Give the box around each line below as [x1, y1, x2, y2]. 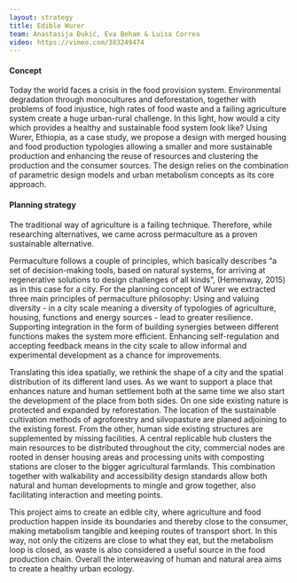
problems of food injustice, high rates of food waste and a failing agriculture [9, 104, 286, 114]
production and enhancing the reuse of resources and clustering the [9, 151, 259, 162]
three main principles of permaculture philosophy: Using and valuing [9, 293, 260, 303]
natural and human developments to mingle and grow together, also [9, 480, 256, 491]
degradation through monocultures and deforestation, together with [9, 94, 257, 105]
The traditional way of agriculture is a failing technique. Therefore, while [9, 219, 272, 230]
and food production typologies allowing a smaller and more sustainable [9, 141, 273, 152]
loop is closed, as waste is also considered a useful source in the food [9, 544, 266, 555]
